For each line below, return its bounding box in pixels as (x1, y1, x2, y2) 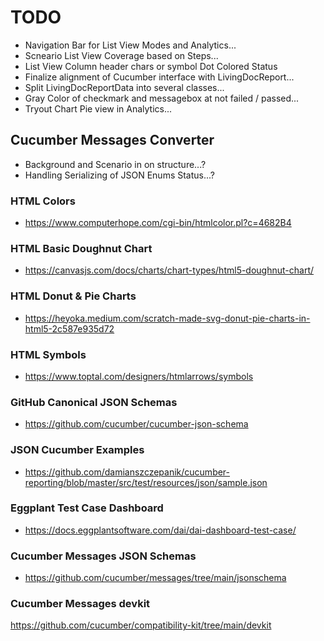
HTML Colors (10, 194, 76, 208)
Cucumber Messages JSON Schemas (10, 549, 197, 563)
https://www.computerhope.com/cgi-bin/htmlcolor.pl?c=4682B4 (24, 217, 292, 229)
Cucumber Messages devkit (10, 597, 151, 611)
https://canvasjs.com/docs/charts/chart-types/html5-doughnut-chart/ (24, 264, 315, 276)
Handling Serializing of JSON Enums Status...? (24, 169, 215, 181)
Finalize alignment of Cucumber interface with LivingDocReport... (24, 71, 295, 83)
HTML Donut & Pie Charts (10, 289, 137, 303)
